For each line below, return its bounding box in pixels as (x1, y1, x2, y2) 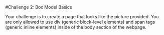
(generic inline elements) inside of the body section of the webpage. (5, 24, 146, 30)
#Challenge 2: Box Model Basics (5, 4, 72, 10)
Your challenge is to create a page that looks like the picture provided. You (5, 14, 159, 19)
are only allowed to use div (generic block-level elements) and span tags (5, 19, 155, 25)
